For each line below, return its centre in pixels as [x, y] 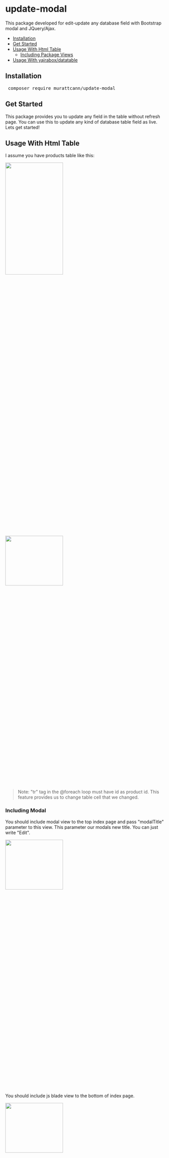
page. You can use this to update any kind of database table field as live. [81, 122]
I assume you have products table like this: [50, 156]
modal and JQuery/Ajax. [31, 28]
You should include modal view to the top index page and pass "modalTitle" [85, 822]
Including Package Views [47, 55]
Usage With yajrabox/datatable [45, 60]
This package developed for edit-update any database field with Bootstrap [83, 23]
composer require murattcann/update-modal [62, 88]
